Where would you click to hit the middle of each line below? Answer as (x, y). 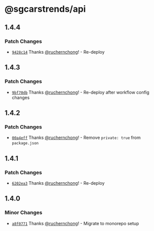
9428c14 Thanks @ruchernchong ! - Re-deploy (58, 52)
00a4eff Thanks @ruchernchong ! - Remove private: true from (76, 138)
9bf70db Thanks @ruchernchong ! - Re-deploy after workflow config (80, 92)
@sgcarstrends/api (45, 9)
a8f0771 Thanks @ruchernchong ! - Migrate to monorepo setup (75, 223)
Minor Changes (23, 213)
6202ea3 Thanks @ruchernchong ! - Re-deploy (58, 183)
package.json (25, 143)
